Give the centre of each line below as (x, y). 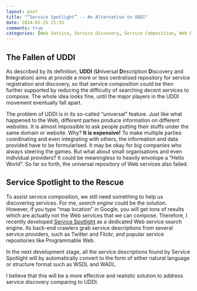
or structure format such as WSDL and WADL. (62, 264)
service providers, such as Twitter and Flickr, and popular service (85, 234)
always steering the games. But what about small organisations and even (94, 151)
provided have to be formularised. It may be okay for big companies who (94, 145)
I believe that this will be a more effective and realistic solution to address (95, 275)
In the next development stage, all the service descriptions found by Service (98, 252)
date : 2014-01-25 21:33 (35, 22)
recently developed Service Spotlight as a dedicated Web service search (94, 222)
